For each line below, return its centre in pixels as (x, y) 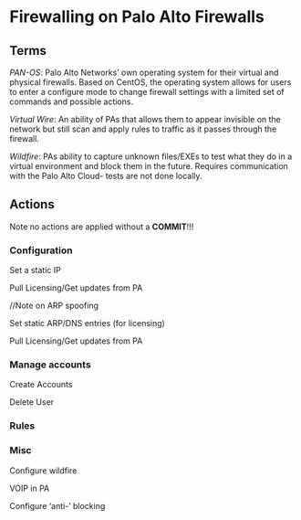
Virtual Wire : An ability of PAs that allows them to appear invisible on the (145, 119)
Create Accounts (41, 385)
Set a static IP (35, 271)
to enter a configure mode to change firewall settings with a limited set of (147, 92)
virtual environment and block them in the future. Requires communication (149, 166)
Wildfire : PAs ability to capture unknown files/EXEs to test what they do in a (151, 156)
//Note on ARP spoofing (54, 306)
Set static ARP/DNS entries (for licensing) (88, 324)
